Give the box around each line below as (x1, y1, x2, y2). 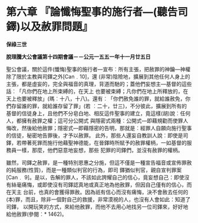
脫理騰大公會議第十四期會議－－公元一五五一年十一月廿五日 (6, 53, 151, 60)
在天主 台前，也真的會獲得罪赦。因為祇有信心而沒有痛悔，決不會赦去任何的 (6, 188, 189, 195)
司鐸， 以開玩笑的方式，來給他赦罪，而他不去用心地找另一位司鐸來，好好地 (6, 203, 189, 210)
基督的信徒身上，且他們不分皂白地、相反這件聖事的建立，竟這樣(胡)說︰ (6, 109, 181, 117)
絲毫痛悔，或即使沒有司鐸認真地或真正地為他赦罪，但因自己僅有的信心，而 (11, 181, 192, 188)
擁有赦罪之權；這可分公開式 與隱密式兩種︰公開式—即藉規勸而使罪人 (21, 117, 189, 124)
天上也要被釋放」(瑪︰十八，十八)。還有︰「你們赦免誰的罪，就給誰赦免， (6, 95, 186, 102)
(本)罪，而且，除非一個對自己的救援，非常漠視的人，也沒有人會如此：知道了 (6, 195, 191, 203)
